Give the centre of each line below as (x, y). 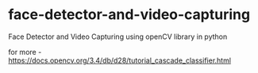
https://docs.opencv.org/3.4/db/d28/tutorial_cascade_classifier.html (120, 60)
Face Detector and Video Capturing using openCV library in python (118, 36)
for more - (25, 52)
